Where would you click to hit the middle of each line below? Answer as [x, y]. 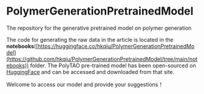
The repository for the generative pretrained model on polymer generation [99, 28]
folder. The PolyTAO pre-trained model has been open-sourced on [113, 65]
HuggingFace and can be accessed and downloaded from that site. [90, 72]
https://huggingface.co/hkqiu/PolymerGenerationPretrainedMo [116, 46]
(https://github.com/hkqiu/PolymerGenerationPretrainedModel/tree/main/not [102, 59]
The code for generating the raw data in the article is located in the [90, 39]
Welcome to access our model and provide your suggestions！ [85, 84]
